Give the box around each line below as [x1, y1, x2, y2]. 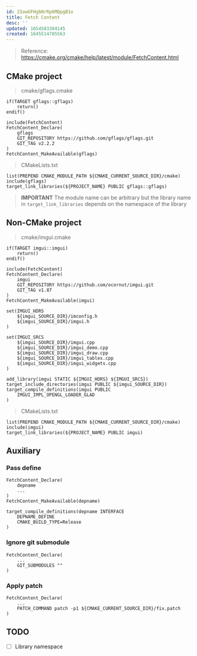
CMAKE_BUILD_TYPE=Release [17, 519, 82, 526]
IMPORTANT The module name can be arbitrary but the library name [20, 194, 192, 201]
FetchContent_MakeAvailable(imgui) [6, 297, 95, 303]
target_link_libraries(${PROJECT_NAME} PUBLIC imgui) [6, 429, 144, 436]
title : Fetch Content [6, 14, 60, 20]
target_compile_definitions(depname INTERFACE [6, 509, 125, 515]
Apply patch [6, 581, 43, 590]
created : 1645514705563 [6, 31, 66, 37]
